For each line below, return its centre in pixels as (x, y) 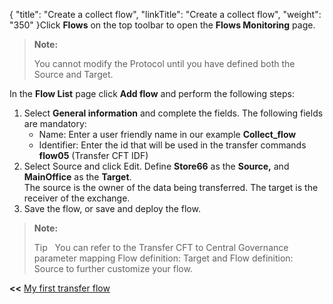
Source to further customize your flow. (113, 268)
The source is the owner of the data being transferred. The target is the (171, 187)
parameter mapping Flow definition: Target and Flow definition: (163, 258)
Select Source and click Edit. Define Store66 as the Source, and (156, 166)
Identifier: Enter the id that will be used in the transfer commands (172, 145)
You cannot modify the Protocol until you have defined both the (164, 63)
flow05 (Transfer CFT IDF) (93, 155)
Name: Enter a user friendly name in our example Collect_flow (167, 134)
